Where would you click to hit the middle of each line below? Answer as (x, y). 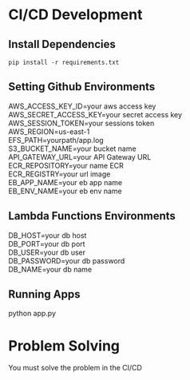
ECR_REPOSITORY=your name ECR (66, 165)
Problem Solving (64, 346)
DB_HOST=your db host (47, 235)
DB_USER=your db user (47, 252)
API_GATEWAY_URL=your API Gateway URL (80, 156)
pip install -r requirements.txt (64, 62)
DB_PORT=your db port (47, 243)
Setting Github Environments (82, 87)
